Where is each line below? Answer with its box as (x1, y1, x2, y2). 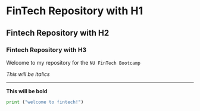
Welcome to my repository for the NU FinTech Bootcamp (6, 59, 141, 66)
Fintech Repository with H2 (6, 28, 110, 38)
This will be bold (6, 87, 48, 94)
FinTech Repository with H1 (6, 4, 143, 18)
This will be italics (6, 70, 50, 78)
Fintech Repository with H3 (6, 46, 87, 54)
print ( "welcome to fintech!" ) (6, 99, 84, 105)
